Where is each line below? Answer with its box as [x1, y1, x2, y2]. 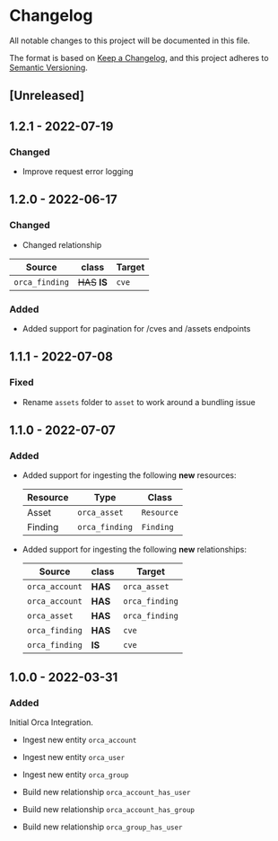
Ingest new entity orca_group [22, 769, 129, 780]
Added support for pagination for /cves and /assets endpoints [22, 323, 251, 333]
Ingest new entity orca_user [22, 752, 126, 763]
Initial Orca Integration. [9, 717, 94, 728]
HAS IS [77, 276, 108, 288]
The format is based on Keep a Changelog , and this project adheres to [9, 52, 269, 63]
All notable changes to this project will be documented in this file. [9, 35, 251, 46]
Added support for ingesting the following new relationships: [22, 544, 247, 555]
